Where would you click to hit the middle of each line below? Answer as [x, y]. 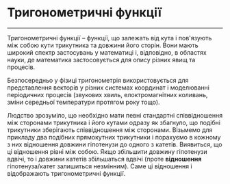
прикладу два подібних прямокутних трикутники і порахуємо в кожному [114, 137]
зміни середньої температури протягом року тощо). [84, 102]
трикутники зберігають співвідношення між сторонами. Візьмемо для [110, 130]
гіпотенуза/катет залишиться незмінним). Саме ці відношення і [100, 166]
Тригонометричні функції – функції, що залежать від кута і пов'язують [110, 38]
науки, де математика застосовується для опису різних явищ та [101, 60]
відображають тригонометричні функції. [66, 173]
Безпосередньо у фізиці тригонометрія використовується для [98, 80]
